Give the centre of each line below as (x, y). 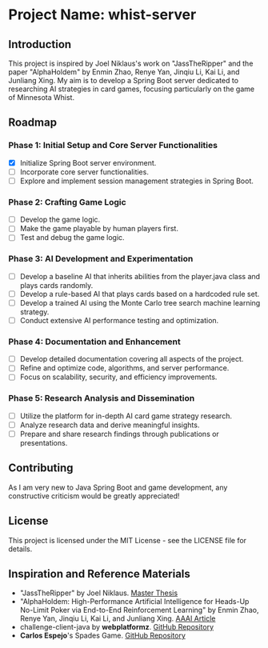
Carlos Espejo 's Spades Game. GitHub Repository (103, 636)
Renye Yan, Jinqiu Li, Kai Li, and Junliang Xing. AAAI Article (118, 618)
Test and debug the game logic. (72, 238)
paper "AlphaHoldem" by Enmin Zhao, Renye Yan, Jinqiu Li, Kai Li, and (124, 72)
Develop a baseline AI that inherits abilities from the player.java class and (140, 276)
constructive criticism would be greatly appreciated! (94, 496)
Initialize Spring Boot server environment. (88, 162)
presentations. (44, 442)
